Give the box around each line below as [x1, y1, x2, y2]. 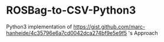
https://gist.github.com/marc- [73, 23, 146, 30]
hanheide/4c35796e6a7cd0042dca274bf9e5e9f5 [6, 29, 127, 36]
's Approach [128, 29, 158, 36]
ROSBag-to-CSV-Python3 [6, 4, 136, 17]
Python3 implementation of [6, 23, 73, 30]
